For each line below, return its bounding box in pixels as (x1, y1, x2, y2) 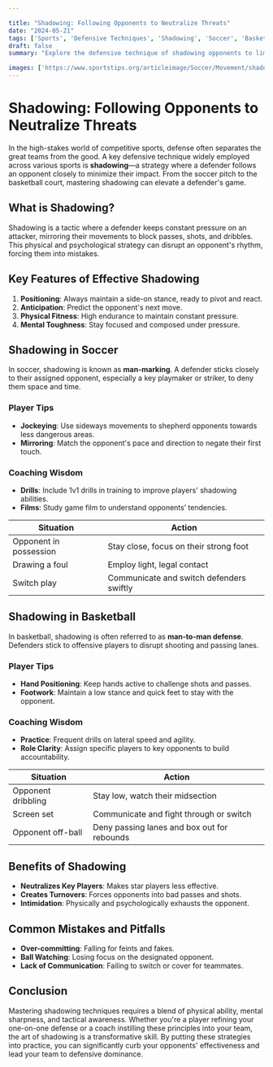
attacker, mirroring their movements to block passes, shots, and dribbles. (8, 231, 253, 241)
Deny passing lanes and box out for (93, 822, 228, 833)
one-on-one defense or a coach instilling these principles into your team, (8, 1023, 253, 1033)
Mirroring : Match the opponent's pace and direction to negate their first (19, 438, 262, 448)
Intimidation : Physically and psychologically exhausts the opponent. (19, 899, 249, 909)
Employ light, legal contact (107, 558, 209, 570)
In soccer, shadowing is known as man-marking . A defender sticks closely (8, 365, 259, 375)
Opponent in (12, 536, 60, 547)
